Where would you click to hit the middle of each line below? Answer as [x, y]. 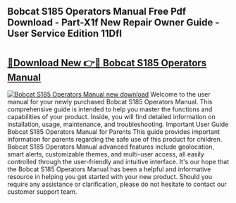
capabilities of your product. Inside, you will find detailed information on [112, 117]
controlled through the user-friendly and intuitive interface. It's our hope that [118, 162]
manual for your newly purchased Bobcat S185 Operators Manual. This [110, 102]
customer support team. [42, 192]
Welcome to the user [181, 94]
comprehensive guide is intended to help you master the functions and [110, 109]
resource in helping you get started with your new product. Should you [110, 177]
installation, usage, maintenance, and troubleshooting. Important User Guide [118, 124]
